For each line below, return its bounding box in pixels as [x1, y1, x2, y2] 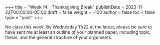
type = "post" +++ [5, 15, 43, 20]
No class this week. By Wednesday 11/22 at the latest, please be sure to [5, 24, 152, 30]
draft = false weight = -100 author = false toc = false [47, 9, 156, 15]
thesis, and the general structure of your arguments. [5, 34, 113, 40]
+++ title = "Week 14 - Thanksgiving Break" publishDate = [5, 4, 125, 10]
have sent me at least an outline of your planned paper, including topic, [5, 29, 151, 35]
